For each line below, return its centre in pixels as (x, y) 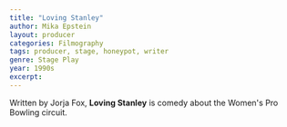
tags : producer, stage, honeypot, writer (89, 52)
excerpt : (26, 77)
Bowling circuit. (39, 112)
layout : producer (42, 34)
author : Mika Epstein (51, 26)
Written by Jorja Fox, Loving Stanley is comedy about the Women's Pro (144, 103)
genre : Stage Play (44, 60)
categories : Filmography (56, 43)
